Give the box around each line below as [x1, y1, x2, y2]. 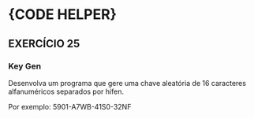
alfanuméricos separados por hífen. [8, 87, 125, 96]
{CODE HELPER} [8, 6, 117, 24]
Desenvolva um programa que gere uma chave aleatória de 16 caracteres [8, 78, 247, 87]
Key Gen [8, 61, 42, 72]
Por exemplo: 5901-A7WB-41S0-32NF [8, 102, 132, 111]
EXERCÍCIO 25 [8, 37, 80, 50]
